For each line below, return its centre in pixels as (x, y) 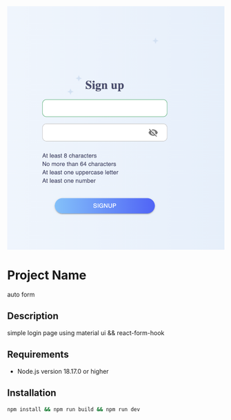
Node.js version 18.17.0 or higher (63, 371)
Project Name (47, 275)
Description (33, 316)
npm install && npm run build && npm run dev (73, 410)
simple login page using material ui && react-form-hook (86, 333)
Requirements (38, 355)
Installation (32, 393)
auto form (21, 294)
